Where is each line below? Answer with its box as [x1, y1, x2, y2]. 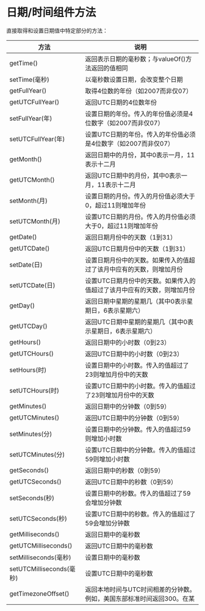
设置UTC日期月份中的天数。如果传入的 [85, 276, 196, 285]
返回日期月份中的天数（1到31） [85, 233, 177, 241]
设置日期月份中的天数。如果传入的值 [85, 255, 189, 264]
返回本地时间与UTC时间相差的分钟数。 [85, 585, 196, 593]
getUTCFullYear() [9, 98, 60, 106]
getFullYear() [9, 86, 47, 95]
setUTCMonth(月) [9, 217, 61, 226]
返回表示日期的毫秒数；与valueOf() [85, 54, 186, 63]
